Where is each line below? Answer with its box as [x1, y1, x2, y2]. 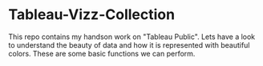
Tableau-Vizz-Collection [8, 6, 175, 24]
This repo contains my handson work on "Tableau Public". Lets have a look [8, 32, 256, 41]
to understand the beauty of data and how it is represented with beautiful [8, 40, 250, 49]
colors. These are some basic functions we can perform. [8, 49, 196, 58]
